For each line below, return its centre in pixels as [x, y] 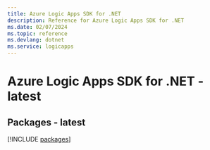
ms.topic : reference [38, 33]
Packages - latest [47, 122]
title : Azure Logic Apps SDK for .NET [64, 14]
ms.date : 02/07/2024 [38, 27]
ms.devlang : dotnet [36, 40]
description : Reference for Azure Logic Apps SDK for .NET [96, 20]
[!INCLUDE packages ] [39, 139]
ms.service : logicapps [41, 46]
